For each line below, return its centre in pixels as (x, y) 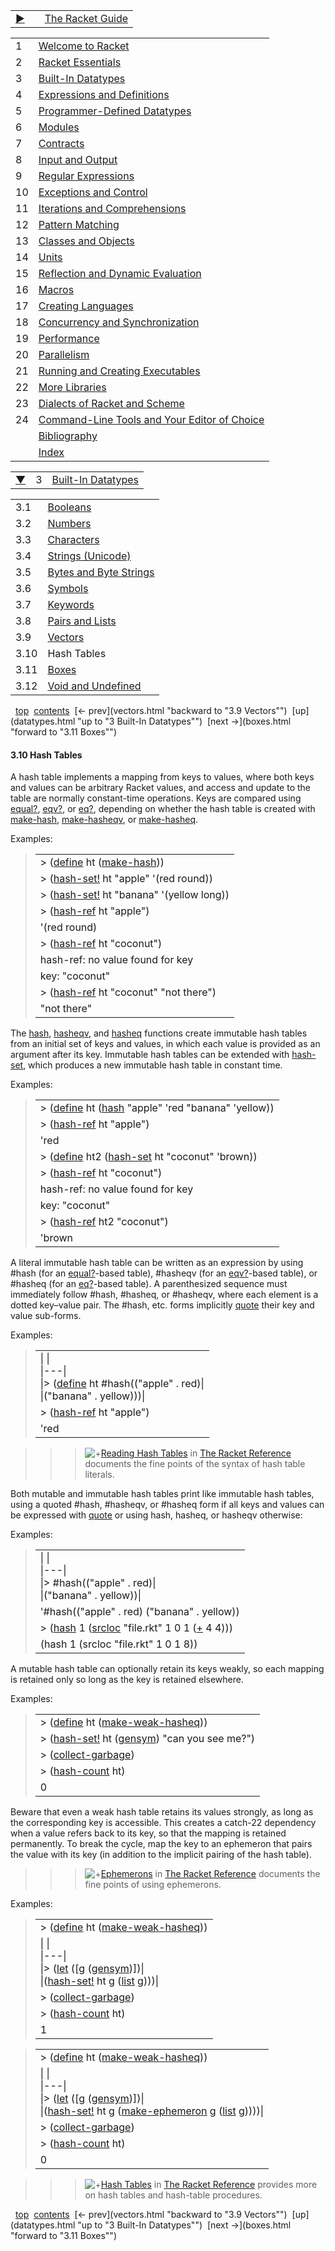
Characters (73, 539)
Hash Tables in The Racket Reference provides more (209, 2185)
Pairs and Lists (82, 621)
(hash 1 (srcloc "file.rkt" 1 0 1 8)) (118, 1644)
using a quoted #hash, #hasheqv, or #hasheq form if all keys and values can (167, 1505)
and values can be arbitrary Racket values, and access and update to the (161, 788)
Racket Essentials (80, 62)
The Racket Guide (86, 18)
